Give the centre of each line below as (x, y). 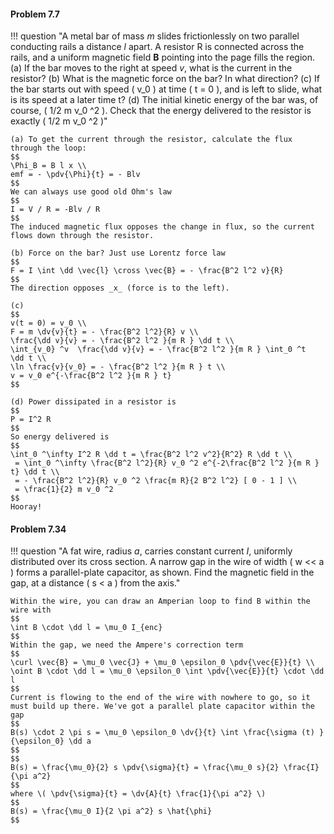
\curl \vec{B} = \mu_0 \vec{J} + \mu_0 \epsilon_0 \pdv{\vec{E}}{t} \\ (162, 663)
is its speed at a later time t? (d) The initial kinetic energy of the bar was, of (164, 100)
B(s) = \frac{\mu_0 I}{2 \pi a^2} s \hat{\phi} (111, 811)
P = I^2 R (31, 420)
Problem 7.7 (35, 14)
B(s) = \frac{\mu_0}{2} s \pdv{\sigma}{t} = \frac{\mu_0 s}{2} (145, 768)
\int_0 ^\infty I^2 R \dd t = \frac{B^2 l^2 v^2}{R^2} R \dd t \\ (151, 455)
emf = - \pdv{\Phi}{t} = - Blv (75, 175)
